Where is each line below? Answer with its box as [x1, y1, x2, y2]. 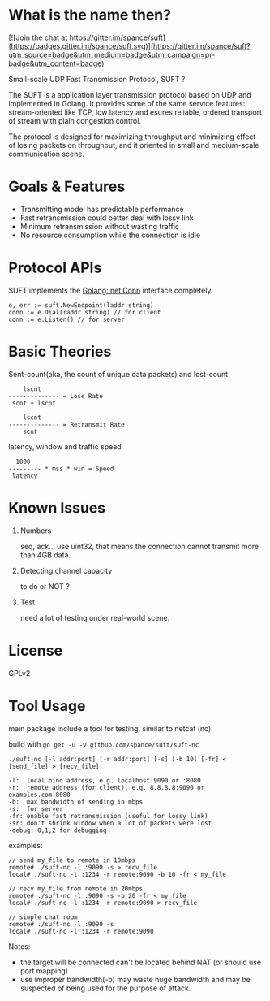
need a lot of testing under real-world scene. [19, 613, 170, 622]
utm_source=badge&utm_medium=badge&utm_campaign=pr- [8, 50, 216, 59]
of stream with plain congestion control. [8, 115, 142, 125]
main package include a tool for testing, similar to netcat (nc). [8, 723, 213, 733]
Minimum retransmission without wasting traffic [19, 221, 180, 231]
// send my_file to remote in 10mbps [8, 856, 136, 864]
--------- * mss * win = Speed [8, 465, 114, 473]
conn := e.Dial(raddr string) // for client [8, 308, 161, 316]
